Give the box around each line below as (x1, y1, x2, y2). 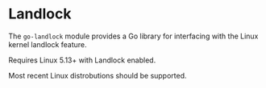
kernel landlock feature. (8, 39, 87, 49)
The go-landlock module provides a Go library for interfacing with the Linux (8, 31, 259, 41)
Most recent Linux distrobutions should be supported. (8, 70, 187, 80)
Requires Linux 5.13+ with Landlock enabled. (8, 55, 156, 65)
